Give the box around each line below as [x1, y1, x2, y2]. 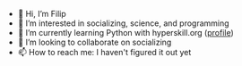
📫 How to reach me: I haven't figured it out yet [17, 47, 192, 57]
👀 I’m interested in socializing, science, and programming [17, 18, 230, 29]
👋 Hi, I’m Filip [17, 9, 67, 19]
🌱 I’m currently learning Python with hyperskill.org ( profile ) [17, 28, 235, 37]
